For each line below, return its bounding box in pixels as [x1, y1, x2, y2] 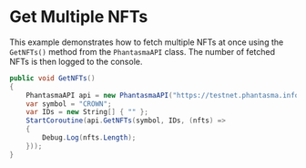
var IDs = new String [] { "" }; [25, 108, 148, 117]
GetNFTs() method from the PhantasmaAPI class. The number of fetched [9, 46, 276, 57]
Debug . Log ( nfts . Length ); [42, 133, 137, 142]
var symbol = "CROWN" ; [25, 99, 112, 109]
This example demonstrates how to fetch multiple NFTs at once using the [9, 37, 284, 47]
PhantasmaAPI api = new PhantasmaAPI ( [25, 90, 173, 100]
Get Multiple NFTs [9, 6, 148, 27]
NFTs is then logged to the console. [9, 56, 143, 67]
